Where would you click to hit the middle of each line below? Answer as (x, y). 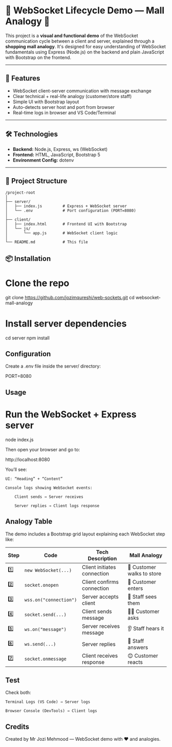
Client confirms (100, 582)
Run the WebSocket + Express (71, 415)
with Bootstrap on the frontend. (38, 57)
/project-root (20, 193)
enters (135, 588)
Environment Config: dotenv (43, 160)
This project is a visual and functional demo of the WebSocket (72, 35)
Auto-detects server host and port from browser (64, 107)
